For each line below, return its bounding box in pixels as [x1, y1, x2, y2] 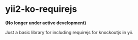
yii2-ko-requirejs [5, 3, 77, 15]
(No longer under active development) [5, 20, 86, 26]
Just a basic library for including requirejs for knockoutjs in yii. [5, 29, 133, 35]
